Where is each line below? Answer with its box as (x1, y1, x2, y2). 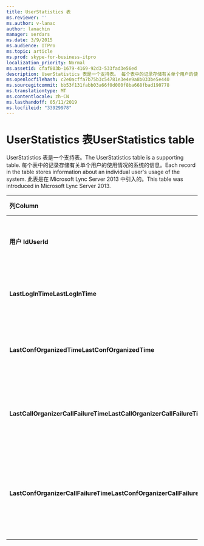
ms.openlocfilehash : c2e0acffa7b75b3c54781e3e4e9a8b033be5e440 (6, 76, 170, 83)
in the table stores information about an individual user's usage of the (6, 168, 180, 176)
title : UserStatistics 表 (6, 8, 71, 15)
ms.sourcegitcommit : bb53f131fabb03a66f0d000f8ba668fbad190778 (6, 83, 170, 89)
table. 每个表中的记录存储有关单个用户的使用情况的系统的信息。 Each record (6, 161, 196, 169)
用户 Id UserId (9, 238, 49, 246)
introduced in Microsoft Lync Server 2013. (6, 183, 111, 190)
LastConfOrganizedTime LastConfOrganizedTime (9, 346, 155, 354)
